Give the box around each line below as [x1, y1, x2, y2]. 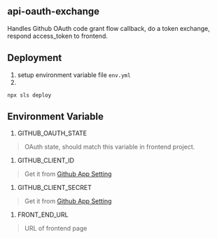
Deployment [7, 52, 62, 64]
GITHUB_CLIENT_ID [17, 156, 75, 165]
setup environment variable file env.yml [17, 70, 131, 79]
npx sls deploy [7, 91, 52, 99]
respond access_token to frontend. [7, 32, 108, 40]
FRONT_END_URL [17, 210, 69, 219]
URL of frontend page [24, 224, 87, 233]
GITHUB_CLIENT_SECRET [17, 184, 92, 192]
